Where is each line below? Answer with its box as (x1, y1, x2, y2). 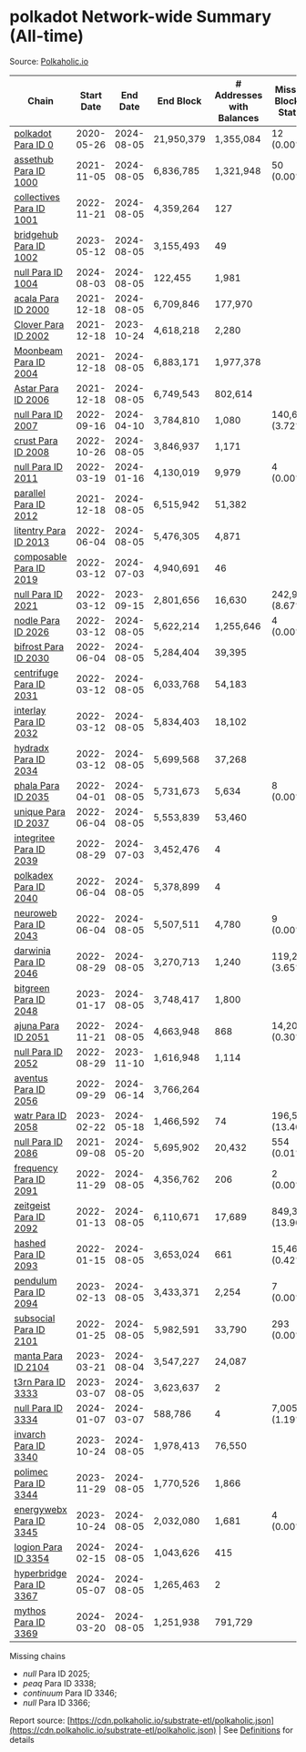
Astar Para (14, 382, 59, 394)
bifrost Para (14, 640, 65, 653)
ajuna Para (14, 1019, 60, 1032)
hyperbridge (14, 1566, 67, 1579)
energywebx (14, 1502, 67, 1515)
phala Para (14, 779, 60, 791)
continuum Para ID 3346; (22, 1687, 117, 1698)
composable (14, 550, 67, 563)
